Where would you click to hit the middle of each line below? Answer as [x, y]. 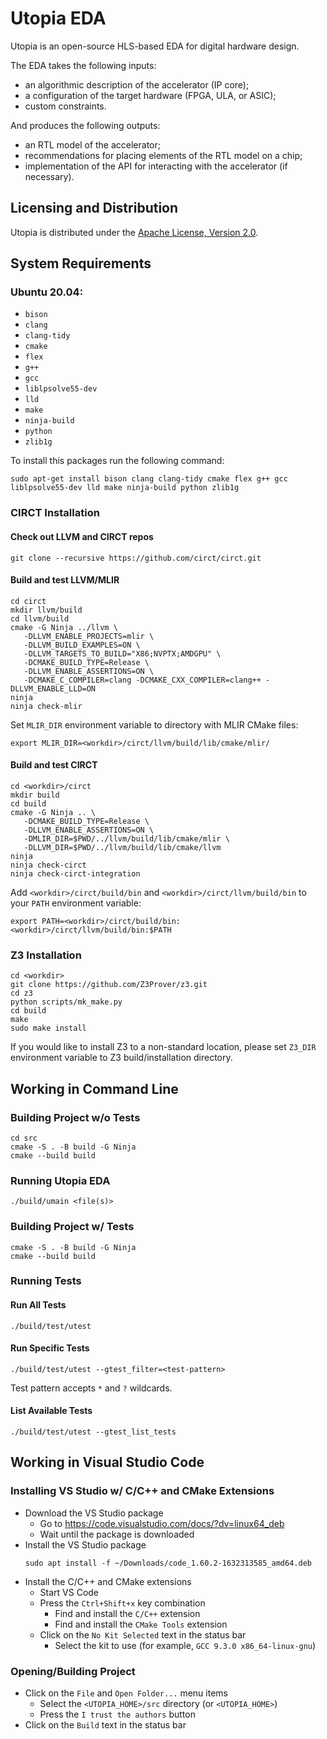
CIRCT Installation [55, 513]
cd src [24, 1138]
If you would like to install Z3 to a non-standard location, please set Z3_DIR [163, 1047]
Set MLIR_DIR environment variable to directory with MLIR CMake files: [154, 724]
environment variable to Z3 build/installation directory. [121, 1058]
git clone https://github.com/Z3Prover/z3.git [109, 985]
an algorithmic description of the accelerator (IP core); [137, 84]
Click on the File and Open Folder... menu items [126, 1693]
